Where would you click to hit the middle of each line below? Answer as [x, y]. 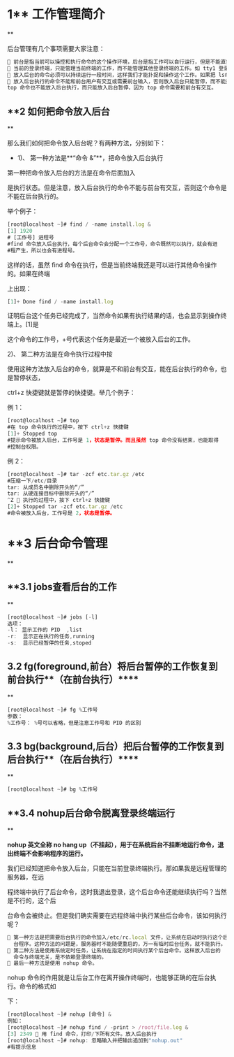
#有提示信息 [22, 1047]
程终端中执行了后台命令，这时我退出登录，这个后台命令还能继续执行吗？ [111, 891]
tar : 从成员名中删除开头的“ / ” [46, 487]
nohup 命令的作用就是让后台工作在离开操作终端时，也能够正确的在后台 [109, 978]
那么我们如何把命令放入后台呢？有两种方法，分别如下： [86, 143]
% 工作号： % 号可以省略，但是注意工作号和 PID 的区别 [74, 723]
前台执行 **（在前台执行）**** [73, 680]
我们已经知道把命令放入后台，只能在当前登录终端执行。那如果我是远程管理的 [117, 868]
